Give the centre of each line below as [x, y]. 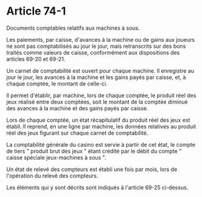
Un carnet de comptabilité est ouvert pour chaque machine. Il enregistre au [100, 70]
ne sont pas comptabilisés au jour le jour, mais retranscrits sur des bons [96, 46]
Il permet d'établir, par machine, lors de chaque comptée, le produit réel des [101, 95]
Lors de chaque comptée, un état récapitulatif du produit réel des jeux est [98, 120]
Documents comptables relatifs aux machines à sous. [73, 28]
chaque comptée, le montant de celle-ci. [57, 84]
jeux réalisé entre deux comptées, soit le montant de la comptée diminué [97, 102]
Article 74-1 [36, 11]
